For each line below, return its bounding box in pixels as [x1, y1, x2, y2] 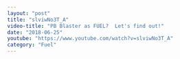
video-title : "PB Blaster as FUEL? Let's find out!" [7, 22, 165, 29]
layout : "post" [7, 9, 51, 17]
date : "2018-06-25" [7, 28, 63, 36]
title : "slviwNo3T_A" [7, 16, 69, 23]
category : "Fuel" [7, 41, 57, 48]
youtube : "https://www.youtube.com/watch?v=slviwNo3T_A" [7, 35, 174, 42]
